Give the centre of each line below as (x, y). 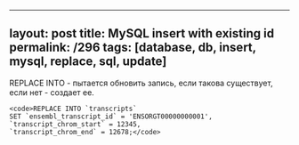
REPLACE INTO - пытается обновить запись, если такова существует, (141, 83)
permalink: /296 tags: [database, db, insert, (133, 48)
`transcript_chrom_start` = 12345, (75, 124)
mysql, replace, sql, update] (88, 62)
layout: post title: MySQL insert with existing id (141, 33)
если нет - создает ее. (52, 92)
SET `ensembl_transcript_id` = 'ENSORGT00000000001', (111, 117)
